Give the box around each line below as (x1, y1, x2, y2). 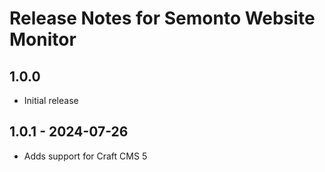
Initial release (23, 95, 79, 106)
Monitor (9, 28, 77, 51)
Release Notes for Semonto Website (9, 7, 316, 30)
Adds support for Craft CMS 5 (23, 150, 148, 162)
